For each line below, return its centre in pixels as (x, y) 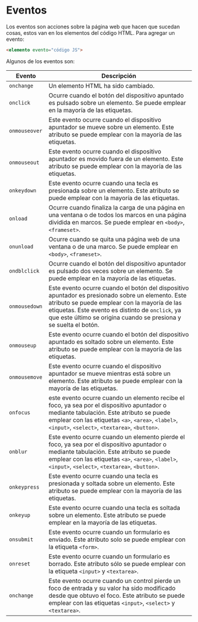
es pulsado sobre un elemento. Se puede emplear (118, 103)
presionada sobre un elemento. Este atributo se (114, 191)
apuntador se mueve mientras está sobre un (110, 374)
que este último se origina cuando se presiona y (115, 317)
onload (18, 218)
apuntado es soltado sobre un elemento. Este (111, 342)
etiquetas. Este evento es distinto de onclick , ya (115, 310)
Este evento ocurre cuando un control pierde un (115, 581)
